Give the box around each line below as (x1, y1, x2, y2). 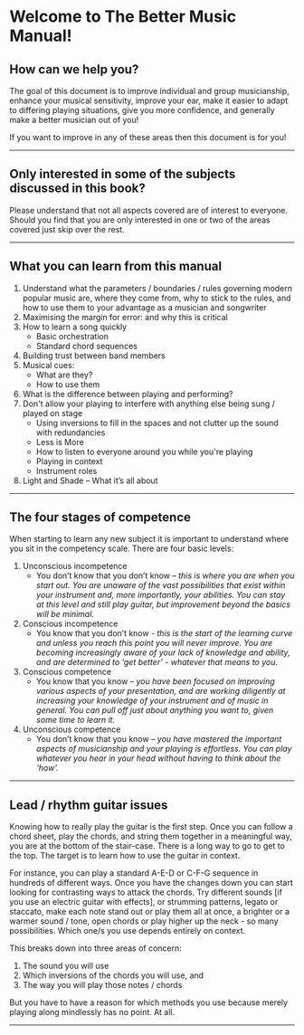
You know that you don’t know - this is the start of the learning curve (35, 628, 293, 639)
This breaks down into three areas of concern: (9, 943, 183, 954)
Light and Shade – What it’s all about (22, 475, 158, 486)
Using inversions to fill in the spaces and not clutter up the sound (35, 417, 279, 428)
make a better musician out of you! (9, 115, 139, 125)
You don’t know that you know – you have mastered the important (35, 734, 282, 745)
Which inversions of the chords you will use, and (22, 970, 204, 981)
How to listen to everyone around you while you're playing (35, 446, 253, 457)
